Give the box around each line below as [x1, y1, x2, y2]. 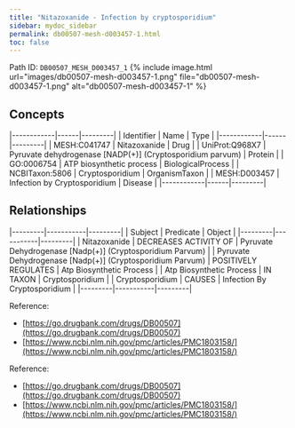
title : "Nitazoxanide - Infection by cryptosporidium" [9, 12, 217, 22]
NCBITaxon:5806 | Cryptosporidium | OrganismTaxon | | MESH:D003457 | [9, 168, 280, 178]
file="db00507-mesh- [179, 72, 260, 83]
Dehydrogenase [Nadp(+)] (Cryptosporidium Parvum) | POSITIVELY [9, 255, 258, 266]
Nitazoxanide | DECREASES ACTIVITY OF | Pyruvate [82, 236, 274, 247]
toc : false [9, 37, 50, 47]
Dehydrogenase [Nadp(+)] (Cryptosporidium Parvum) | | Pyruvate [9, 245, 251, 256]
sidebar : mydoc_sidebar [9, 21, 98, 30]
